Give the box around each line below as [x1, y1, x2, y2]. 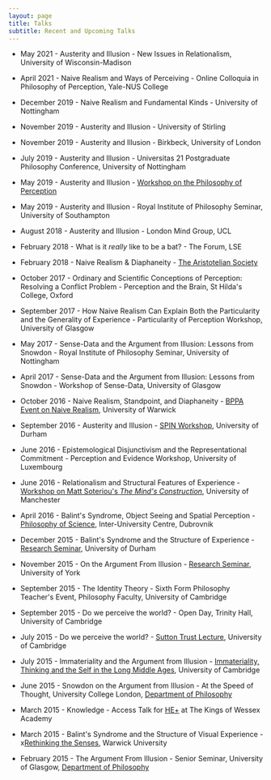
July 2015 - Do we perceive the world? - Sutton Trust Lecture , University [19, 633, 262, 642]
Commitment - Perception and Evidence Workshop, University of [19, 454, 237, 463]
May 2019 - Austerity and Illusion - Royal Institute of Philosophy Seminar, [19, 202, 263, 211]
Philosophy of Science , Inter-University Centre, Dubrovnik [19, 519, 214, 529]
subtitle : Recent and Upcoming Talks [8, 27, 136, 35]
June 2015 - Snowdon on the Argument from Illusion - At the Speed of [19, 681, 254, 691]
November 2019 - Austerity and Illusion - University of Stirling [19, 122, 227, 132]
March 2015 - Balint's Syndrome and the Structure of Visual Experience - [19, 730, 264, 740]
